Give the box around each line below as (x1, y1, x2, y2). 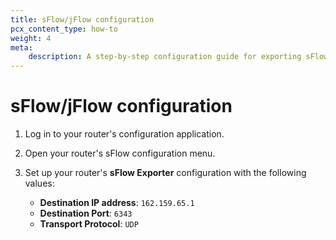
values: (24, 177, 55, 190)
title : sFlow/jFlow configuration (10, 14, 155, 25)
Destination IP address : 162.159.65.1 (39, 197, 195, 209)
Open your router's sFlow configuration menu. (24, 147, 216, 160)
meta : (10, 42, 33, 53)
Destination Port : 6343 (39, 207, 133, 220)
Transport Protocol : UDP (39, 218, 139, 230)
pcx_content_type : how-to (10, 24, 118, 34)
